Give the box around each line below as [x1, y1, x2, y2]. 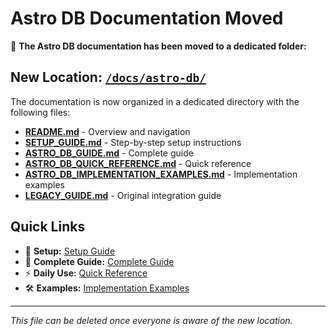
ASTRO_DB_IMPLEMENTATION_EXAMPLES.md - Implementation [24, 168, 298, 180]
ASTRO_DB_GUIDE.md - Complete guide [24, 147, 194, 159]
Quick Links [10, 218, 86, 236]
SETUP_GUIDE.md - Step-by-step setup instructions [24, 136, 242, 148]
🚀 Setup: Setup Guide [24, 245, 116, 257]
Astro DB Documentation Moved [10, 7, 284, 30]
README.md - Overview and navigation [24, 125, 191, 137]
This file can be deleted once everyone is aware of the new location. [10, 314, 293, 326]
